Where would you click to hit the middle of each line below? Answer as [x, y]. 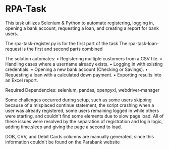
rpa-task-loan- [144, 43]
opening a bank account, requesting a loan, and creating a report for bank [82, 28]
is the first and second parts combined [63, 49]
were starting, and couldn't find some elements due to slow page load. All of [84, 116]
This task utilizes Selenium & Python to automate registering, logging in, [80, 23]
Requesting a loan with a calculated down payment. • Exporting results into [83, 74]
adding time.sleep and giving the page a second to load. [64, 127]
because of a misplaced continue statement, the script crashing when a [80, 105]
